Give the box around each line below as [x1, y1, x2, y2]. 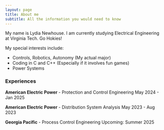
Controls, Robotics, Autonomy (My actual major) [12, 55, 111, 61]
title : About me [5, 12, 39, 17]
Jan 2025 [5, 94, 25, 100]
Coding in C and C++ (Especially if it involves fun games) [12, 60, 130, 66]
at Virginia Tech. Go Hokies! [5, 35, 62, 41]
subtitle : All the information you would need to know [5, 16, 121, 21]
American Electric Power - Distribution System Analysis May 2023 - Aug [5, 104, 155, 110]
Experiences [5, 78, 36, 85]
